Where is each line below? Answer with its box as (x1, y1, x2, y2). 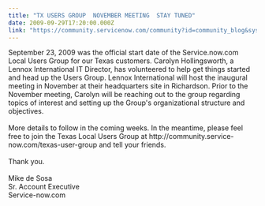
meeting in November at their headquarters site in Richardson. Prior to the (8, 81, 248, 91)
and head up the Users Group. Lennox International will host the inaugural (8, 73, 248, 83)
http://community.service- (148, 132, 234, 141)
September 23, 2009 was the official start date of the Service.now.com (8, 48, 239, 58)
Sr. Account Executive (8, 182, 80, 192)
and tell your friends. (98, 140, 166, 150)
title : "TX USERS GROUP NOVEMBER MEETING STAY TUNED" (8, 11, 196, 20)
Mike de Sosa (8, 174, 53, 183)
